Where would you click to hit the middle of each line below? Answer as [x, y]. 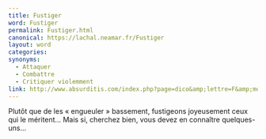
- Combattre [35, 74]
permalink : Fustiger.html [51, 30]
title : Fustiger [35, 15]
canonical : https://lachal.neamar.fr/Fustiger [86, 38]
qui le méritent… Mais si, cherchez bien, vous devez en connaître [114, 120]
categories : [28, 52]
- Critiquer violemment [54, 81]
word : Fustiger [33, 23]
